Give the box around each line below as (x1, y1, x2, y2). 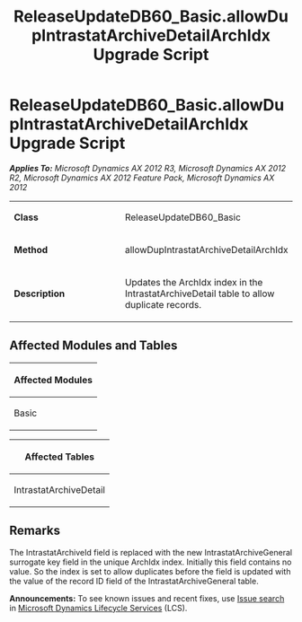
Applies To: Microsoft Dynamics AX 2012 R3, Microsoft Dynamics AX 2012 (9, 162, 287, 173)
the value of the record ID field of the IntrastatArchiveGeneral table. (9, 575, 259, 586)
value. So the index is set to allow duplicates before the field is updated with (9, 565, 291, 576)
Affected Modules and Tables (9, 338, 178, 354)
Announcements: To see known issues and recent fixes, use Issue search (9, 592, 285, 603)
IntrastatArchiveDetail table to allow (124, 287, 275, 300)
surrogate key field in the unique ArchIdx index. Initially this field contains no (9, 556, 292, 567)
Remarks (9, 523, 61, 539)
